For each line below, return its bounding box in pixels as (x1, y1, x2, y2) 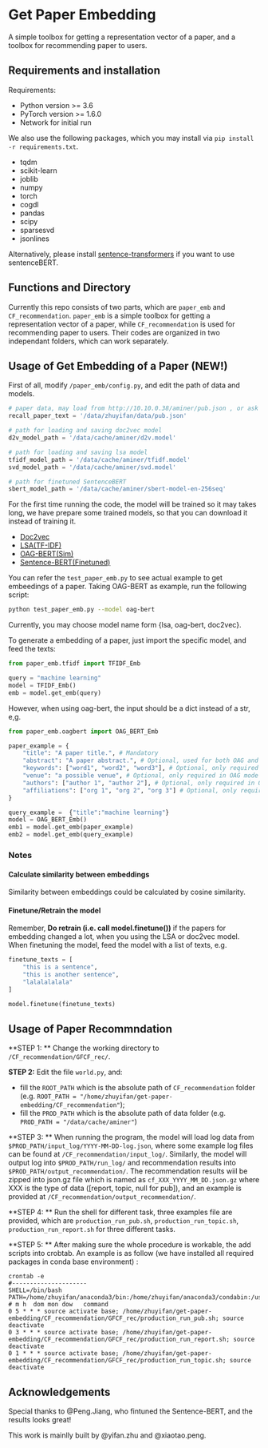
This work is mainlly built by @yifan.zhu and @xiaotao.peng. (8, 1430, 207, 1440)
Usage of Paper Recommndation (8, 1022, 173, 1036)
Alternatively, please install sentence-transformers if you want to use (8, 249, 235, 259)
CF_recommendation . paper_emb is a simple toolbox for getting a (8, 311, 211, 320)
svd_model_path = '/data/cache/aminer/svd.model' (8, 463, 177, 471)
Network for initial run (19, 118, 92, 127)
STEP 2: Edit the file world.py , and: (8, 1067, 123, 1077)
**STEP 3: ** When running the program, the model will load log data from (8, 1133, 255, 1142)
